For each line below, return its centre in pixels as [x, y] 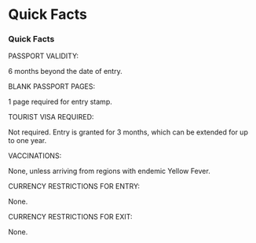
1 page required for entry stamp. [60, 102]
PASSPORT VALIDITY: [44, 56]
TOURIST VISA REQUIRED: [51, 117]
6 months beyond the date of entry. [66, 72]
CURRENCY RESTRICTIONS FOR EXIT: [70, 217]
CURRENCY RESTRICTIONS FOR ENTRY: [74, 186]
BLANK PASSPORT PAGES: [52, 87]
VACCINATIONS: [35, 156]
